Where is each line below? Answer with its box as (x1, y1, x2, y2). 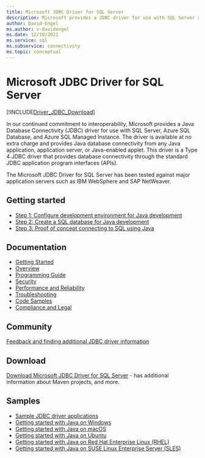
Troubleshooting (15, 291, 57, 298)
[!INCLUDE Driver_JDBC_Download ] (6, 108, 96, 116)
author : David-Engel (6, 20, 59, 26)
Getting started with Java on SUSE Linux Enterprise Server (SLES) (15, 445, 181, 452)
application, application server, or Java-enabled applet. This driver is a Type (6, 146, 198, 153)
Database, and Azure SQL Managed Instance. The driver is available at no (6, 133, 192, 141)
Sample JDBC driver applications (15, 412, 99, 419)
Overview (15, 265, 40, 272)
